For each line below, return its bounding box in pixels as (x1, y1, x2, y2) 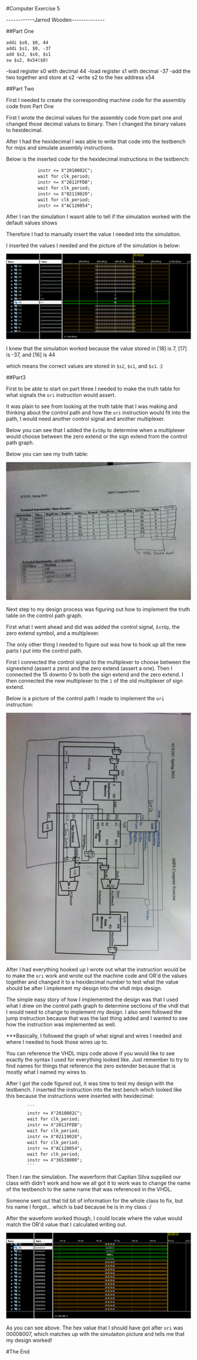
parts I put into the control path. (6, 647, 83, 654)
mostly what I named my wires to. (6, 1069, 87, 1076)
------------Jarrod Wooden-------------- (6, 16, 105, 23)
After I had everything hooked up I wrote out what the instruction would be (6, 966, 186, 973)
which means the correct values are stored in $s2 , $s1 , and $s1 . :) (6, 362, 163, 369)
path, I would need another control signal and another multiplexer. (6, 415, 165, 422)
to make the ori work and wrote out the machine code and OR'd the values (6, 973, 188, 980)
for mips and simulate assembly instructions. (6, 144, 114, 151)
